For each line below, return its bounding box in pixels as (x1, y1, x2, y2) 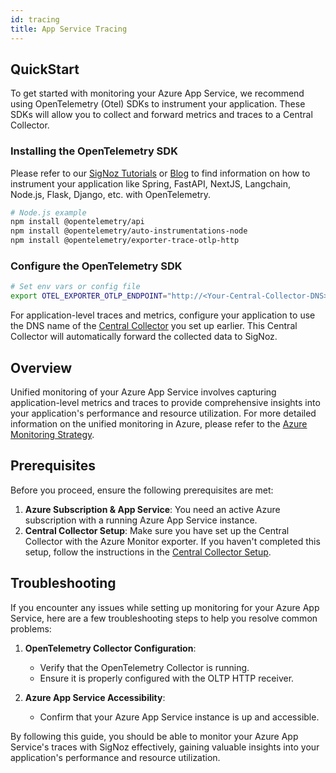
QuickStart (10, 61, 80, 78)
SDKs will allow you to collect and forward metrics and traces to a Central (10, 109, 313, 121)
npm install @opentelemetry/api (10, 217, 145, 227)
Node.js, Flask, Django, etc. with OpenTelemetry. (10, 188, 212, 200)
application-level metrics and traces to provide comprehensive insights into (10, 396, 321, 408)
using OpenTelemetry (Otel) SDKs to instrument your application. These (10, 98, 306, 110)
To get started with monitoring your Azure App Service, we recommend (10, 87, 305, 100)
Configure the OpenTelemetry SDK (10, 259, 183, 273)
